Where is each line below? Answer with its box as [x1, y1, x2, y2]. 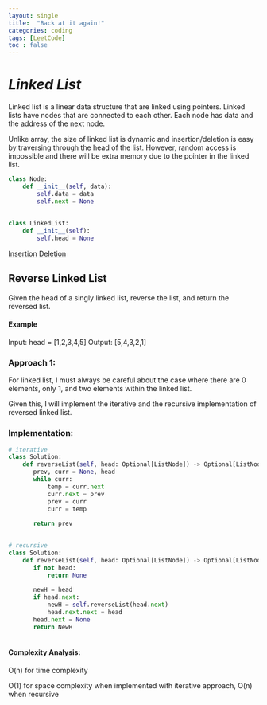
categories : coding [8, 26, 73, 34]
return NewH [33, 623, 73, 631]
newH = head [33, 586, 73, 594]
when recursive [8, 689, 60, 699]
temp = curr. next [47, 483, 105, 491]
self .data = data [37, 190, 94, 198]
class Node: [8, 175, 48, 183]
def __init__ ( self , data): [22, 182, 112, 190]
